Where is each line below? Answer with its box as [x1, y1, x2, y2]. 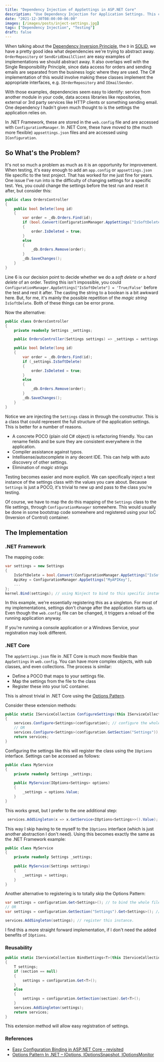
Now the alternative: [5, 309, 46, 315]
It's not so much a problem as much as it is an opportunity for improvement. [5, 162, 158, 167]
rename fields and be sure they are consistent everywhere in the [12, 438, 143, 444]
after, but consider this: [5, 187, 52, 193]
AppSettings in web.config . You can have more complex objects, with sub [5, 658, 152, 664]
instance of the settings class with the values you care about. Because [5, 479, 147, 485]
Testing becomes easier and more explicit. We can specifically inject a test [5, 474, 155, 480]
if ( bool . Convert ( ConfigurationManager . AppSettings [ [22, 220, 132, 225]
